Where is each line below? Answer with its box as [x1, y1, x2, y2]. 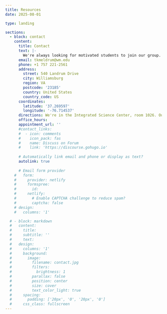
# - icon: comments [18, 131, 61, 136]
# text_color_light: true [9, 288, 81, 293]
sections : [5, 30, 26, 35]
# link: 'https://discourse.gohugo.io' [18, 145, 108, 150]
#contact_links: [18, 126, 52, 131]
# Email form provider [18, 168, 66, 173]
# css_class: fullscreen [9, 302, 70, 307]
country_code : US [23, 94, 59, 99]
